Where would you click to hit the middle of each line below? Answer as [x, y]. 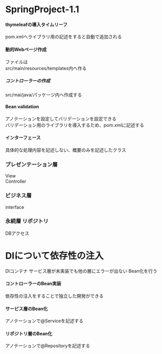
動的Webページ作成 [26, 49]
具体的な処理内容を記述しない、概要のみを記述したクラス [66, 150]
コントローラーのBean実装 [33, 284]
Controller [16, 181]
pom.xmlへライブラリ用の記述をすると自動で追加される [64, 37]
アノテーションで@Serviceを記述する [44, 321]
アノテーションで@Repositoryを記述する [48, 346]
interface [15, 207]
